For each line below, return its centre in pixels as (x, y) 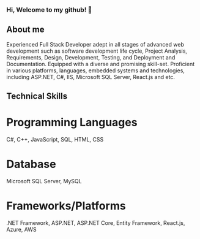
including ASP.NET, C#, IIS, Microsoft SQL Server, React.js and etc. (91, 77)
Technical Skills (37, 97)
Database (31, 164)
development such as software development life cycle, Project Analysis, (97, 51)
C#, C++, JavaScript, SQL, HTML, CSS (55, 140)
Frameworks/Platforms (66, 206)
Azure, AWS (21, 229)
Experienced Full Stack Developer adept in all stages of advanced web (95, 44)
